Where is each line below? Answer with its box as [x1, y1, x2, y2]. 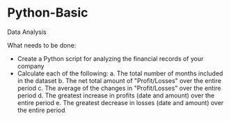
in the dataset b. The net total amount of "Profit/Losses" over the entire [17, 76, 221, 84]
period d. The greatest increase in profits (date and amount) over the [17, 91, 215, 100]
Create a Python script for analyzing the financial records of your [17, 54, 204, 63]
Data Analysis [7, 28, 47, 36]
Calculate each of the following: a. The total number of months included [17, 69, 223, 77]
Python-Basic [7, 5, 88, 21]
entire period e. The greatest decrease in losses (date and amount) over [17, 98, 224, 106]
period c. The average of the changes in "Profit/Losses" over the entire [17, 84, 221, 92]
